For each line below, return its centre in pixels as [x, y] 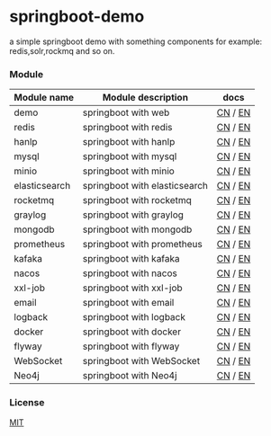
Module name [44, 98]
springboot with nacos [130, 273]
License [27, 403]
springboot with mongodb [137, 229]
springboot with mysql [130, 156]
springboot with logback [134, 317]
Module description [145, 98]
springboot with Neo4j [130, 376]
